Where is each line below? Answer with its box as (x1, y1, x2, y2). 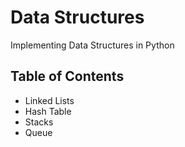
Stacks (24, 116, 54, 128)
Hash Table (24, 105, 72, 117)
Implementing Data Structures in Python (10, 39, 175, 51)
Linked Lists (24, 94, 75, 106)
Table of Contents (10, 68, 125, 85)
